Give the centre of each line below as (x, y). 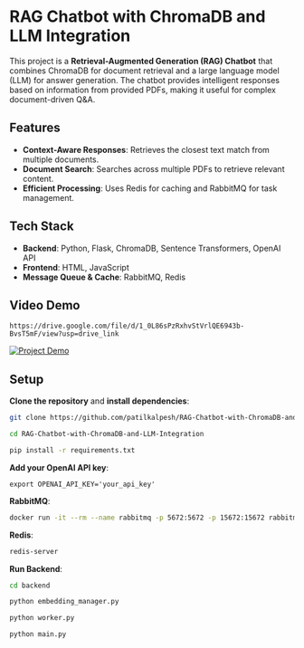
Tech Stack (42, 227)
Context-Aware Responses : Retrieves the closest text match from (146, 149)
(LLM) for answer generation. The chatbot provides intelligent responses (145, 80)
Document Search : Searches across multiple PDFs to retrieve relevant (153, 168)
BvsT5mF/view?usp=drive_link (64, 334)
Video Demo (45, 305)
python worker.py (42, 618)
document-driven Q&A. (52, 99)
